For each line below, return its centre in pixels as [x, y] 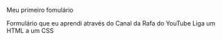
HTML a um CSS [30, 31]
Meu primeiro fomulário [40, 10]
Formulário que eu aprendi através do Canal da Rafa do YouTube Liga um [111, 23]
